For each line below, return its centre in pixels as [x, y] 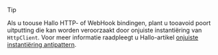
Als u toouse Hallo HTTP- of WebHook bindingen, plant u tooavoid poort [109, 23]
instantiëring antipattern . [42, 44]
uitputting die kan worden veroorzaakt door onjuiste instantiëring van [105, 30]
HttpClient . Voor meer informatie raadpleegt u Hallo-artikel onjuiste [103, 37]
